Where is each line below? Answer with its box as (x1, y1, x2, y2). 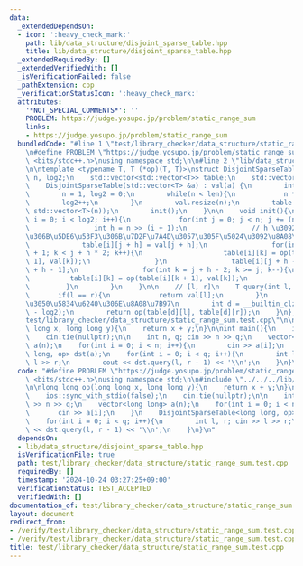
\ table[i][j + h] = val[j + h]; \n (25, 241, 207, 250)
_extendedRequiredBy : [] (17, 55, 111, 64)
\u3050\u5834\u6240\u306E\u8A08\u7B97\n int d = (25, 299, 241, 308)
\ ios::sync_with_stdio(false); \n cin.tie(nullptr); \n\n (25, 391, 269, 401)
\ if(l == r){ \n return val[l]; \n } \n (25, 290, 269, 299)
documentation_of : (9, 501, 78, 510)
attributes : (17, 97, 63, 107)
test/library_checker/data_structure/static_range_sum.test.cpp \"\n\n (25, 316, 297, 325)
